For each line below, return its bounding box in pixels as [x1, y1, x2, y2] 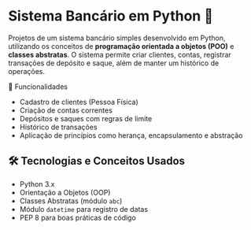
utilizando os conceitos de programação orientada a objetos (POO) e [8, 41, 234, 50]
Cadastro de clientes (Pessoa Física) [19, 97, 139, 106]
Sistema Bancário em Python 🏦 [8, 7, 214, 25]
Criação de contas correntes [19, 106, 113, 115]
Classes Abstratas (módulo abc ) [19, 196, 123, 206]
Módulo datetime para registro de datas [19, 204, 148, 213]
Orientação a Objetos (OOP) [19, 187, 111, 197]
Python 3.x [19, 179, 55, 188]
